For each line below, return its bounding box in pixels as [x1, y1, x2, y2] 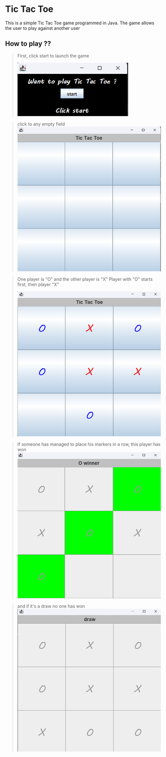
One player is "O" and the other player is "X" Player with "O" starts [17, 276, 153, 282]
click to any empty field [17, 121, 65, 127]
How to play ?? [5, 40, 51, 48]
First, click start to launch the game [17, 53, 89, 59]
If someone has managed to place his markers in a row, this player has [17, 441, 161, 447]
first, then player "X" [17, 281, 59, 287]
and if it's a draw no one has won [17, 603, 85, 609]
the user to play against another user [5, 25, 80, 31]
